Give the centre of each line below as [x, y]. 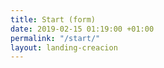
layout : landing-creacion [64, 47]
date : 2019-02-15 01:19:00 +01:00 [82, 29]
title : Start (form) [53, 19]
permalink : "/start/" [55, 38]
